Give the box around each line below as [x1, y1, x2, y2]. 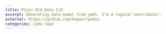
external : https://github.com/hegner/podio [5, 16, 100, 21]
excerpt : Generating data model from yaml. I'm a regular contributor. [5, 12, 161, 17]
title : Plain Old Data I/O [5, 7, 63, 12]
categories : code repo [5, 21, 54, 26]
